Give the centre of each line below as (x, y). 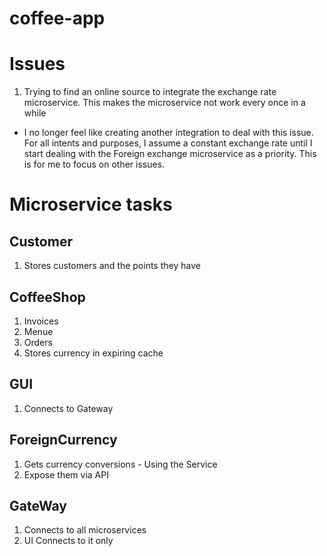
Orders (38, 342)
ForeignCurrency (63, 440)
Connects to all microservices (85, 530)
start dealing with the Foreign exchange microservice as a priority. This (170, 154)
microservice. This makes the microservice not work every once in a (164, 103)
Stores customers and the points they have (112, 266)
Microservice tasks (91, 204)
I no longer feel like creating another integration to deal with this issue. (168, 133)
